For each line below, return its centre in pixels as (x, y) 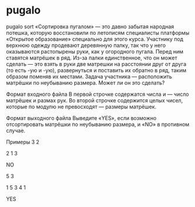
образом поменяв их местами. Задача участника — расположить (89, 76)
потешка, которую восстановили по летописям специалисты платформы (98, 32)
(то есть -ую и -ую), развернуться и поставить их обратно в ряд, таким (96, 70)
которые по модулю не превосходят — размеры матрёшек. (81, 106)
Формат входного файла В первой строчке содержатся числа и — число (97, 94)
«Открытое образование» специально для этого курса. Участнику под (95, 39)
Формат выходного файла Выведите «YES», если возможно (81, 118)
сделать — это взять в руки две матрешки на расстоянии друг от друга (96, 64)
